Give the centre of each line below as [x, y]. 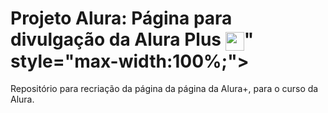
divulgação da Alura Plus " [132, 39]
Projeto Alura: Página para [121, 18]
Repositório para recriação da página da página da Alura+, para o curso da [164, 89]
